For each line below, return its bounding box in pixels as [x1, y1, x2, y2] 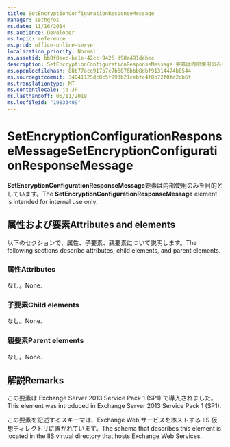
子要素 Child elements [7, 300, 80, 309]
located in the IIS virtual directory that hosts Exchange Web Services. [7, 432, 203, 440]
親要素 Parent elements [7, 336, 84, 346]
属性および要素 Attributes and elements [7, 219, 176, 231]
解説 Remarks [7, 374, 64, 386]
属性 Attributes [7, 264, 56, 274]
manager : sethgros [7, 16, 60, 23]
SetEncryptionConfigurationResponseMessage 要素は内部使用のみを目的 [7, 181, 217, 189]
